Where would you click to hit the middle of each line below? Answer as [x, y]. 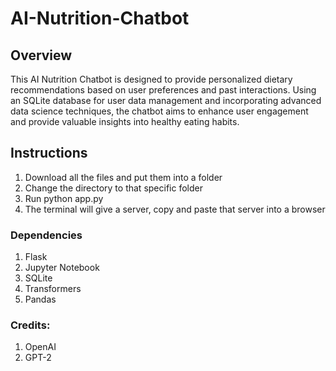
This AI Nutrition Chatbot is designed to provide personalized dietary [151, 79]
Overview [41, 55]
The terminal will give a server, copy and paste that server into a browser [175, 209]
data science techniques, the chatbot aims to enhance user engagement [159, 111]
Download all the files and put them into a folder [123, 177]
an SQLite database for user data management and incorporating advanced [166, 100]
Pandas [40, 299]
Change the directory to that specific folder [113, 188]
